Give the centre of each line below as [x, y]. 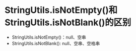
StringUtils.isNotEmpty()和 [61, 10]
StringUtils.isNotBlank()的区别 [68, 23]
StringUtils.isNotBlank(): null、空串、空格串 [56, 43]
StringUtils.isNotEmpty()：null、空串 [49, 37]
